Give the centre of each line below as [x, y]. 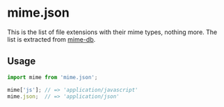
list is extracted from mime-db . [51, 39]
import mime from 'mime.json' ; [53, 77]
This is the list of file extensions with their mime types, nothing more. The [112, 32]
